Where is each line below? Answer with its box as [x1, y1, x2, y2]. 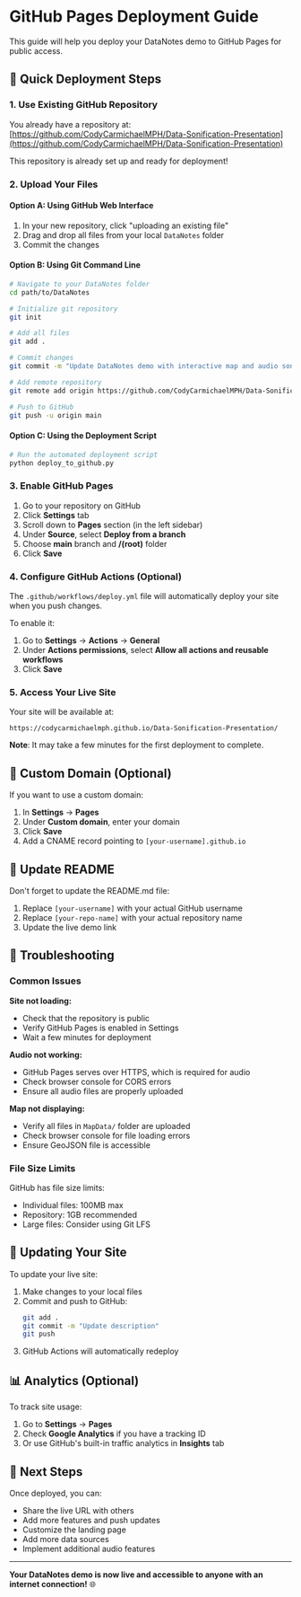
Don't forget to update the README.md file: [9, 885, 170, 896]
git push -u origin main [9, 410, 102, 419]
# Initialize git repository [9, 304, 118, 313]
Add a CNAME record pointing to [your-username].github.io [21, 835, 246, 846]
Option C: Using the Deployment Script [9, 430, 157, 441]
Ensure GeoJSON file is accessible [21, 1139, 150, 1151]
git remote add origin [9, 386, 94, 395]
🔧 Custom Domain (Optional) [9, 765, 172, 781]
